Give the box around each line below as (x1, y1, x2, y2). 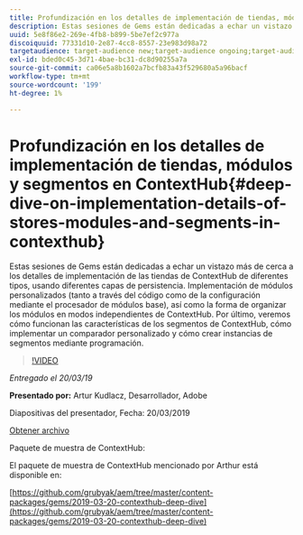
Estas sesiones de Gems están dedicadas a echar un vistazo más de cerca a (9, 261, 294, 272)
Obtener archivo (9, 425, 70, 436)
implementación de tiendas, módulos (9, 154, 293, 175)
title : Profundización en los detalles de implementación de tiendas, (9, 13, 280, 23)
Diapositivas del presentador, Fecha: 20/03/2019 (9, 408, 191, 419)
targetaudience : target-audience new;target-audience (9, 47, 216, 56)
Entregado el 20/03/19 (9, 373, 93, 383)
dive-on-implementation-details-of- (9, 193, 287, 213)
